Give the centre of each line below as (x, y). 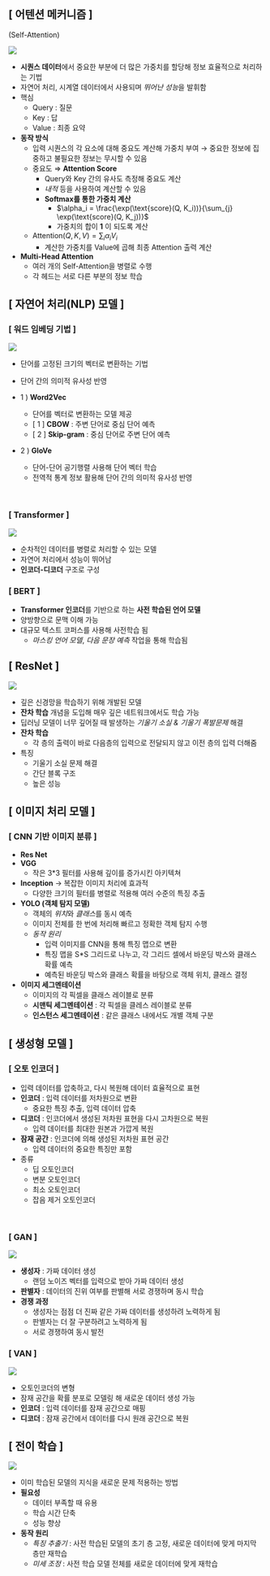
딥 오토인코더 (53, 1169)
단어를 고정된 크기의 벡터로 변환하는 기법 (84, 364)
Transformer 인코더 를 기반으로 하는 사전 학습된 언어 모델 (110, 609)
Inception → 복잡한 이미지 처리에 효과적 (84, 883)
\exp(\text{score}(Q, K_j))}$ (103, 216)
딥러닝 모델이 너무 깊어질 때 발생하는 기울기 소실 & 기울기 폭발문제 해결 (132, 722)
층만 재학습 (49, 1554)
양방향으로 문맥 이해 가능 (59, 620)
